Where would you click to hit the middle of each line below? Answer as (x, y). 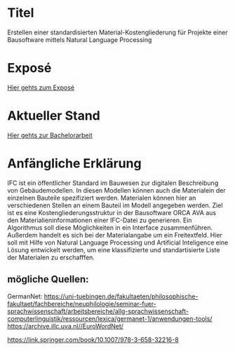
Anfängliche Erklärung (74, 163)
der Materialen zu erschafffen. (51, 257)
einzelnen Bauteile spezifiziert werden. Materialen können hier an (102, 198)
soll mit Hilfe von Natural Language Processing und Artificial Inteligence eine (118, 242)
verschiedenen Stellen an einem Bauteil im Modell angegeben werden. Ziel (115, 205)
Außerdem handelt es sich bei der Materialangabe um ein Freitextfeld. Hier (115, 235)
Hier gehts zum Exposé (41, 87)
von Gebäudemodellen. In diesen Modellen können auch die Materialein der (116, 190)
